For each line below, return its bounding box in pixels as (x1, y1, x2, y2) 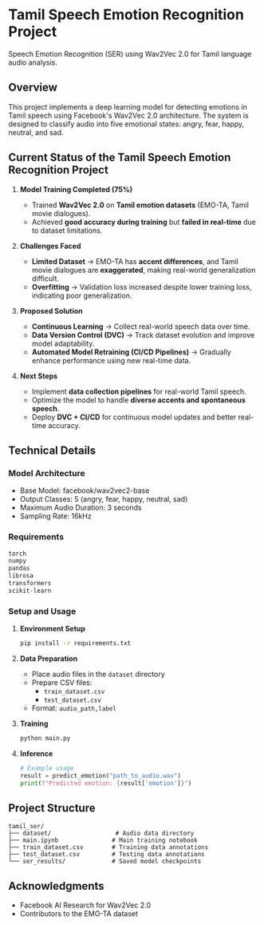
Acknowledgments (8, 879, 105, 893)
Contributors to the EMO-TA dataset (19, 909, 138, 919)
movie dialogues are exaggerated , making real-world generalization (31, 265, 256, 274)
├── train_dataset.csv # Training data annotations (8, 843, 209, 851)
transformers (8, 579, 52, 587)
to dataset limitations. (31, 226, 103, 235)
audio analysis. (8, 58, 57, 67)
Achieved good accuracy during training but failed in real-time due (31, 217, 257, 226)
